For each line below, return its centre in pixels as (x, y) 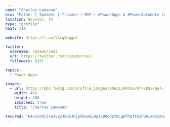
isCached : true (30, 102)
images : (13, 84)
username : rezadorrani (34, 51)
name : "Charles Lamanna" (31, 10)
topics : (13, 70)
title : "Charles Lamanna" (42, 107)
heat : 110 (16, 29)
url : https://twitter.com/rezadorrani (51, 56)
